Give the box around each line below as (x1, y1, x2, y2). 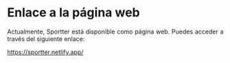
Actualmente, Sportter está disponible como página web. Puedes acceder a (7, 27, 224, 36)
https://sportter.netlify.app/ (7, 48, 84, 56)
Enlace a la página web (7, 5, 140, 21)
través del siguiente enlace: (7, 34, 85, 42)
